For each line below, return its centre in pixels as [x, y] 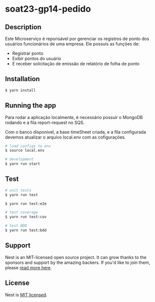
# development [19, 160]
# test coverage [21, 212]
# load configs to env [28, 146]
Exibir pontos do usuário [37, 59]
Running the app [30, 106]
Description [23, 27]
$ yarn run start [23, 164]
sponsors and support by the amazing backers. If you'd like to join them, [77, 262]
